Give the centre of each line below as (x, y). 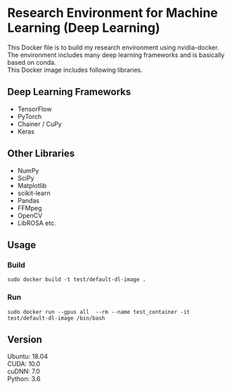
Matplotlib (32, 185)
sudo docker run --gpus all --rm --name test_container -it (99, 312)
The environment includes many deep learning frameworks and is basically (116, 55)
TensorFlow (34, 109)
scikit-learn (34, 193)
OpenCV (30, 215)
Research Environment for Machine (112, 13)
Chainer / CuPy (39, 124)
